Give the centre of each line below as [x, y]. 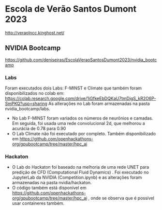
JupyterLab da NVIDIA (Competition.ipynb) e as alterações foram [77, 177]
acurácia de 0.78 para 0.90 [39, 129]
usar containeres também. [38, 203]
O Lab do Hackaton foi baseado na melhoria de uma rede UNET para [81, 167]
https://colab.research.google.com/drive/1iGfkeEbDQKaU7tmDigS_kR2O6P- [81, 99]
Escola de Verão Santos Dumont [71, 9]
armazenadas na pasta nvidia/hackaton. [52, 183]
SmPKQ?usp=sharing [26, 104]
